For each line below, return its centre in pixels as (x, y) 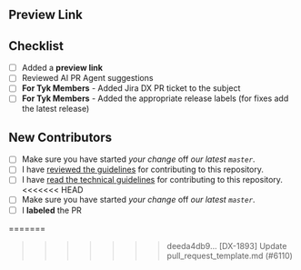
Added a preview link (62, 68)
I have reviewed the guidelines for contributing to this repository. (143, 170)
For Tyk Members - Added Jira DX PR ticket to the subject (131, 88)
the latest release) (55, 109)
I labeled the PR (52, 210)
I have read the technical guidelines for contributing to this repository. (152, 180)
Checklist (36, 46)
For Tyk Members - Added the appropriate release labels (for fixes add (155, 98)
